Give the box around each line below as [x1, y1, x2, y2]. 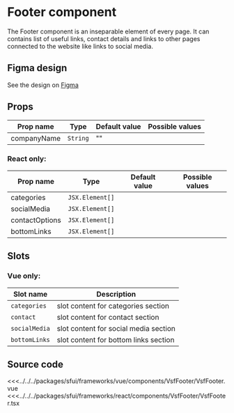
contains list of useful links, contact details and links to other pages [7, 34, 201, 42]
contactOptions [10, 215, 61, 225]
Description [96, 289, 136, 299]
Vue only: [7, 271, 41, 281]
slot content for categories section [56, 301, 169, 311]
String [67, 134, 89, 142]
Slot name [13, 289, 48, 299]
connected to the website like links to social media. [7, 42, 153, 50]
